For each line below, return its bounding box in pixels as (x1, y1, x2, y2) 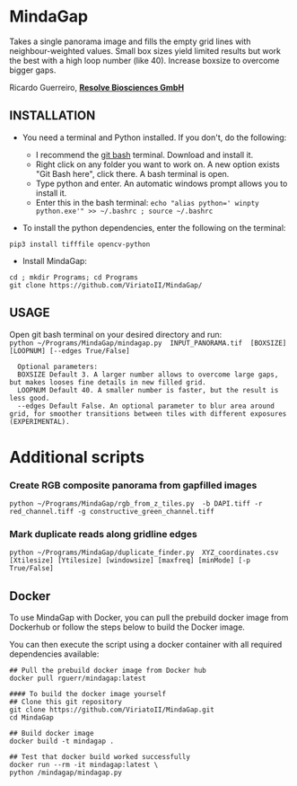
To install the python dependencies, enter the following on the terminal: (22, 222, 286, 233)
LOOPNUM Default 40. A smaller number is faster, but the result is (17, 385, 279, 394)
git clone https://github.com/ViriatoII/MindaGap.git (9, 705, 215, 715)
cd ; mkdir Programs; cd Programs (9, 272, 139, 282)
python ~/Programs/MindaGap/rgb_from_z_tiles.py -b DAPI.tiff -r (9, 499, 263, 508)
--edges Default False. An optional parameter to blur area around (17, 402, 275, 411)
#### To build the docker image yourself (9, 690, 167, 699)
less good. (9, 393, 50, 402)
